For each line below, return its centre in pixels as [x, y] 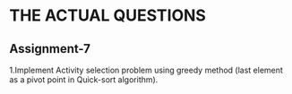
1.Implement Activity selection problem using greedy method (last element [146, 70]
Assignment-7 [50, 49]
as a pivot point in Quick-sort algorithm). [84, 80]
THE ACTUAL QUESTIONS [107, 16]
